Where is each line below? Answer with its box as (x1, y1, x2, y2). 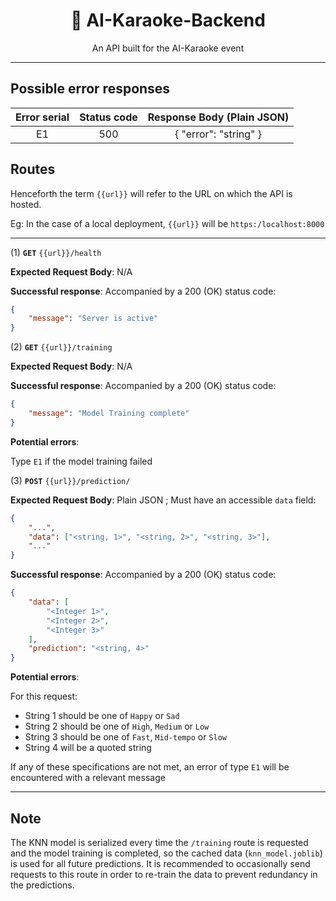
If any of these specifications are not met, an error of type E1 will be (10, 761, 290, 773)
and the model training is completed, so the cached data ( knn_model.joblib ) (10, 847, 323, 859)
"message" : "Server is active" (28, 314, 159, 324)
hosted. (10, 198, 42, 210)
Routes (10, 161, 56, 178)
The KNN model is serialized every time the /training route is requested (10, 837, 309, 848)
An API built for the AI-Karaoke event (91, 42, 245, 54)
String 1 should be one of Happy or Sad (24, 710, 180, 722)
